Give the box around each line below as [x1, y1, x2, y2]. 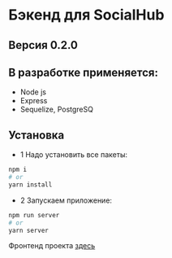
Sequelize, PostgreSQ [19, 104, 93, 115]
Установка [8, 128, 65, 142]
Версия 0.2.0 [8, 38, 79, 52]
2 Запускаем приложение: [19, 195, 112, 205]
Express [19, 96, 48, 106]
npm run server [8, 211, 60, 219]
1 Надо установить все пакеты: [19, 150, 128, 160]
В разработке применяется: [8, 65, 158, 79]
